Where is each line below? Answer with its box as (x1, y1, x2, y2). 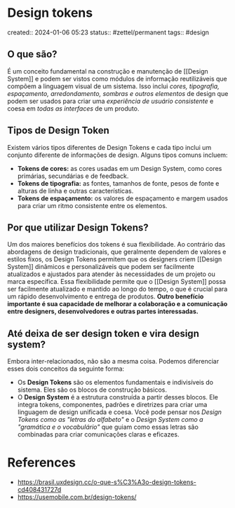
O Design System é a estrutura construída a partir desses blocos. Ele (17, 393, 219, 401)
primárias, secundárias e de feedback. (17, 172, 129, 180)
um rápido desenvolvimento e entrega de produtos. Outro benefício (7, 292, 204, 301)
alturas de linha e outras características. (17, 186, 134, 195)
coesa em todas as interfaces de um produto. (7, 104, 140, 113)
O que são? (7, 48, 58, 60)
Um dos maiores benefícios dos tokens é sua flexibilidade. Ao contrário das (7, 240, 226, 249)
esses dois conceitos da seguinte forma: (7, 364, 125, 373)
